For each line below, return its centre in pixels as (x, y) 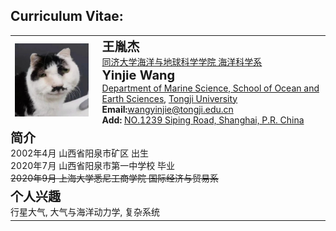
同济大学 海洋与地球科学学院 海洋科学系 (182, 61)
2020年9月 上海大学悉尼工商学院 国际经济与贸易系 (114, 178)
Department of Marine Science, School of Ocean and (210, 88)
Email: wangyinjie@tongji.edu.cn (167, 109)
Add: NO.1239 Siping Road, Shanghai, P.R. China (203, 120)
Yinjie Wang (138, 75)
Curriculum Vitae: (67, 16)
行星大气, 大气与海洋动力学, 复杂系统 (85, 212)
